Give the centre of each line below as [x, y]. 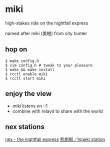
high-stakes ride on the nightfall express [47, 23]
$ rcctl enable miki [27, 74]
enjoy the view [28, 94]
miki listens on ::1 [30, 105]
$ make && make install [30, 69]
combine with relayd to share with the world [57, 111]
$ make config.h [22, 61]
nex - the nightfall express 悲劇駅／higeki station [55, 139]
